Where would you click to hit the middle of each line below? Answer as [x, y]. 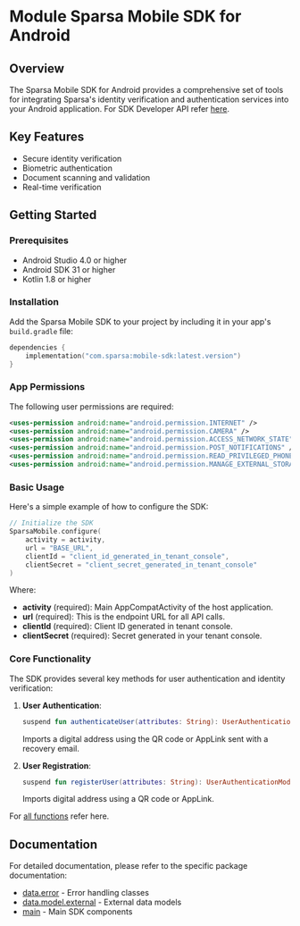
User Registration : [57, 765]
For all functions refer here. [59, 816]
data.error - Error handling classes [86, 893]
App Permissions [47, 387]
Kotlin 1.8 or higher [57, 279]
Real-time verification [62, 187]
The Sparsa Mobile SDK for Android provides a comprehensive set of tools [146, 90]
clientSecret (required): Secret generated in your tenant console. [142, 636]
